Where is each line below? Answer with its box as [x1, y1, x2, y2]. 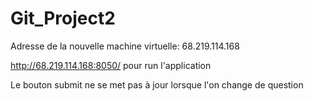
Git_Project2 [10, 7, 116, 30]
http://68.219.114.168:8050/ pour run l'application [10, 59, 212, 71]
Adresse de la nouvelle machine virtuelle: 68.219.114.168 [10, 40, 240, 52]
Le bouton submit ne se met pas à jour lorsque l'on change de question [10, 78, 304, 91]
